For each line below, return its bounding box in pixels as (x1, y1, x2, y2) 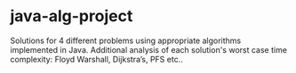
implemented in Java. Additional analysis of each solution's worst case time (10, 44, 288, 55)
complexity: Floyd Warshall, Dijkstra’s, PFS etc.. (10, 54, 183, 64)
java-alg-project (10, 6, 133, 26)
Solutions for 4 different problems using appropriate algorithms (10, 35, 242, 46)
